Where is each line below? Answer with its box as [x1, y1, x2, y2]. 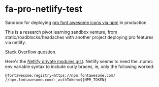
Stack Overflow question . [5, 49, 57, 55]
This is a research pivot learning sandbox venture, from [5, 29, 117, 35]
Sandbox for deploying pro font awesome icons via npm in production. [5, 20, 148, 25]
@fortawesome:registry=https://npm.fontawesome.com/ [5, 73, 116, 78]
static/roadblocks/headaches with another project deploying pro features [5, 34, 154, 40]
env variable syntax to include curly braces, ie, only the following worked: [5, 64, 155, 69]
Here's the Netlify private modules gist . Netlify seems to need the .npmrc [5, 58, 154, 64]
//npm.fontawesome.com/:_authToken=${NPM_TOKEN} [5, 77, 107, 82]
